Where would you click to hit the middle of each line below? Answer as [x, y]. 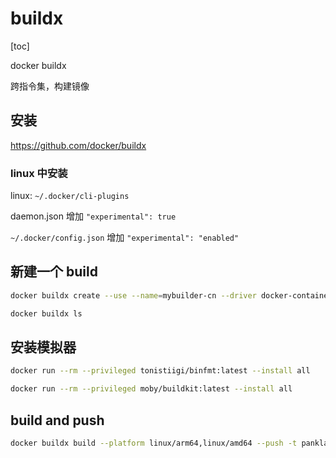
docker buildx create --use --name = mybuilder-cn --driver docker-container [171, 295]
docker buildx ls [46, 313]
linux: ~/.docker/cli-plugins [70, 196]
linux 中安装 [39, 173]
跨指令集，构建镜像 [50, 86]
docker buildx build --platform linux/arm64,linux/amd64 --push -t [154, 443]
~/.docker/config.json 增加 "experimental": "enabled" [125, 238]
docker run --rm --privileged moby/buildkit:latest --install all [151, 389]
